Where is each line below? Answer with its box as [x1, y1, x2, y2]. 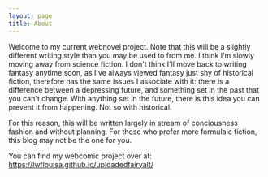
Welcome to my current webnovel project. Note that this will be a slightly [8, 41, 251, 51]
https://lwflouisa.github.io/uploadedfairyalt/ [8, 159, 154, 169]
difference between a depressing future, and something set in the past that [8, 84, 260, 94]
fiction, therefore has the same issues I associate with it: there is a [8, 76, 230, 86]
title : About [8, 19, 53, 28]
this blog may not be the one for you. [8, 135, 132, 145]
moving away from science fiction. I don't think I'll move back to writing [8, 58, 248, 69]
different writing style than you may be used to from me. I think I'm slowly [8, 50, 254, 60]
